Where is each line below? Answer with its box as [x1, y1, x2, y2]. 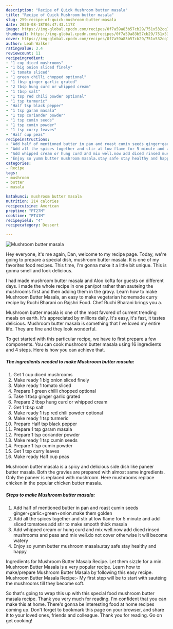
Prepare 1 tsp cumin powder [13, 443, 73, 449]
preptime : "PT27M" [6, 208, 45, 214]
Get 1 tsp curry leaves [13, 448, 60, 455]
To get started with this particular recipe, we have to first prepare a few [6, 336, 157, 342]
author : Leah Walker [6, 41, 50, 46]
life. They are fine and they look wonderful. [6, 326, 97, 332]
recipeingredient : [6, 55, 45, 61]
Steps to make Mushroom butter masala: [6, 492, 95, 498]
